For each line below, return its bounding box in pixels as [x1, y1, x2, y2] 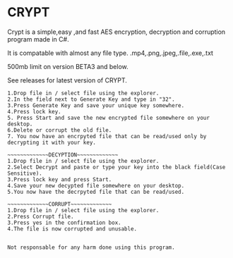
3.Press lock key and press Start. [7, 176, 112, 183]
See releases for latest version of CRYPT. [7, 75, 127, 85]
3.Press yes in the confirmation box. [7, 219, 121, 226]
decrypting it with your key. [7, 139, 97, 146]
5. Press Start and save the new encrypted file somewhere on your [7, 114, 210, 121]
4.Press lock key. [7, 108, 61, 115]
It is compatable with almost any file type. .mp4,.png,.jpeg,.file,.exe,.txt [7, 49, 214, 57]
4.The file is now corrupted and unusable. [7, 225, 138, 233]
